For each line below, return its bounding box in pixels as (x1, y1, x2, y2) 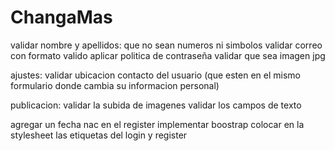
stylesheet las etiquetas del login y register (10, 129, 188, 141)
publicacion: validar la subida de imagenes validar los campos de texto (10, 99, 302, 111)
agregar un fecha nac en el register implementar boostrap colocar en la (10, 118, 305, 130)
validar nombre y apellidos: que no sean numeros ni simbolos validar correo (10, 39, 323, 51)
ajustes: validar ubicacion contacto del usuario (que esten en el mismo (10, 69, 301, 81)
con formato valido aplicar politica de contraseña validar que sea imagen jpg (10, 49, 326, 61)
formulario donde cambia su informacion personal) (10, 79, 220, 91)
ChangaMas (10, 6, 113, 29)
